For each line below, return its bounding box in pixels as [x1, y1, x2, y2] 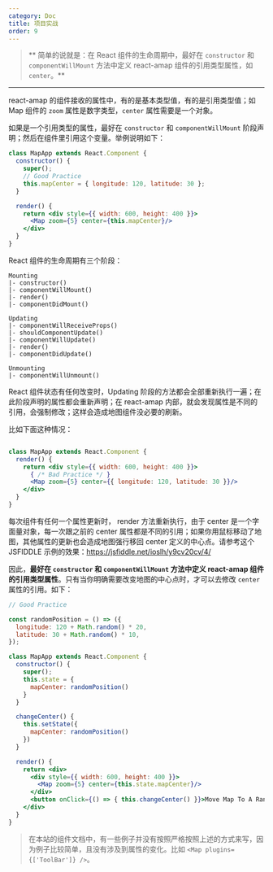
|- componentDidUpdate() [8, 350, 93, 358]
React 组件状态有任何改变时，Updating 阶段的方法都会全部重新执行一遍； [8, 386, 254, 396]
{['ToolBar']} [28, 856, 76, 864]
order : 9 [8, 27, 38, 35]
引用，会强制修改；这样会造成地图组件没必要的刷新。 [8, 407, 187, 416]
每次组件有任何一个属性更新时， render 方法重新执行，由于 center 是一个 [8, 516, 253, 525]
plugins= [205, 845, 235, 854]
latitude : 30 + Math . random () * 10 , [15, 630, 140, 639]
